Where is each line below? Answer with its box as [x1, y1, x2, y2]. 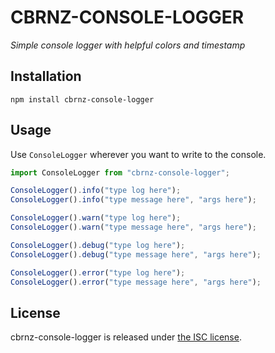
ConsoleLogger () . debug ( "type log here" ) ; [10, 240, 186, 250]
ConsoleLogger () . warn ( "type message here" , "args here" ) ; [10, 222, 257, 233]
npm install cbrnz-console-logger [10, 94, 155, 105]
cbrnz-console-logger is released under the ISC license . [10, 331, 242, 343]
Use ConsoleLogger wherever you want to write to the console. [10, 148, 267, 160]
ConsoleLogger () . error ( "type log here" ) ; [10, 267, 186, 278]
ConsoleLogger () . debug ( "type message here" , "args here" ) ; [10, 249, 262, 260]
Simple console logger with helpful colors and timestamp [10, 39, 246, 51]
